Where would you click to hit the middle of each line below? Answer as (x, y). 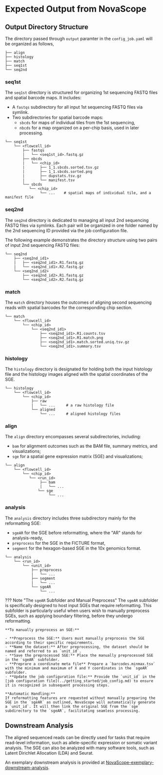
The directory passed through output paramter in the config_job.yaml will (79, 38)
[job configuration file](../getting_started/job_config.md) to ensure (79, 681)
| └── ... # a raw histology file (72, 406)
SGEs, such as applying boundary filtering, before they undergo (69, 616)
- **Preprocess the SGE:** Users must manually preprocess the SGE (75, 638)
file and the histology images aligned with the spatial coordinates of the (77, 374)
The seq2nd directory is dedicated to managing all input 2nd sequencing (77, 220)
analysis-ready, (27, 538)
